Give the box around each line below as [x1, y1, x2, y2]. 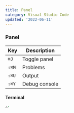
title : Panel [5, 7, 33, 13]
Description [26, 47, 55, 54]
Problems [22, 64, 45, 71]
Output [22, 72, 39, 79]
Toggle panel [22, 55, 54, 63]
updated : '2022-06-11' [5, 17, 53, 22]
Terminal [5, 95, 24, 101]
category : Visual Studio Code [5, 12, 69, 17]
